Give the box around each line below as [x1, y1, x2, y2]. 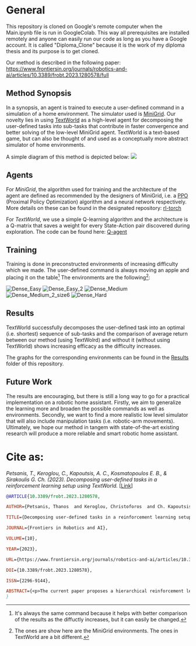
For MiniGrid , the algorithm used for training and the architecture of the [6, 185, 177, 193]
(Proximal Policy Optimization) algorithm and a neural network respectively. [6, 198, 187, 205]
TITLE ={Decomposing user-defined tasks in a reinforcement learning [6, 514, 176, 520]
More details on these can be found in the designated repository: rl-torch [6, 204, 182, 211]
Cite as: [6, 450, 44, 464]
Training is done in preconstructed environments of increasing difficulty [6, 261, 178, 268]
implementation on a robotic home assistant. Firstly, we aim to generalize [6, 399, 181, 406]
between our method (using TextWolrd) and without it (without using [6, 336, 170, 343]
